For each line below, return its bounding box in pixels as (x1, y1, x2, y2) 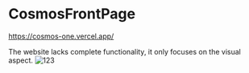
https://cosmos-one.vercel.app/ (8, 31, 114, 41)
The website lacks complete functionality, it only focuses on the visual (8, 47, 242, 56)
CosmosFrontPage (8, 5, 135, 23)
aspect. (8, 55, 34, 65)
